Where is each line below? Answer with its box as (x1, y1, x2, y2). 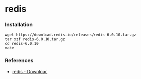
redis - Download (12, 68, 48, 74)
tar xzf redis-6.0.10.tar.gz (5, 37, 65, 42)
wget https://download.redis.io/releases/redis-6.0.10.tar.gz (5, 32, 136, 38)
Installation (5, 21, 33, 28)
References (5, 57, 34, 64)
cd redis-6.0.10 (5, 41, 39, 46)
